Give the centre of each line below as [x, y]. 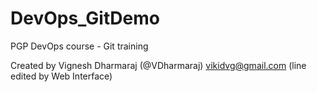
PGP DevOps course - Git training [79, 46]
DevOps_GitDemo [85, 18]
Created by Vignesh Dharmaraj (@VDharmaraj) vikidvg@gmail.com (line [158, 65]
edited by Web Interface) [61, 76]
